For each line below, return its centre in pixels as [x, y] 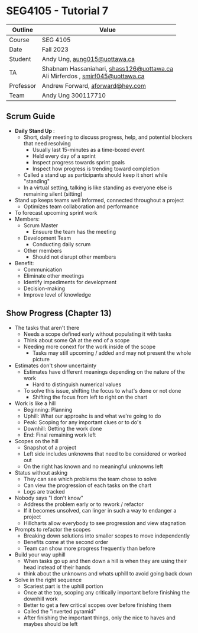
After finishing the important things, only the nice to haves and [99, 618]
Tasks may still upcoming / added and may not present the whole [112, 353]
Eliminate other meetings [54, 276]
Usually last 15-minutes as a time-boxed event [88, 149]
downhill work [40, 599]
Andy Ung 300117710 [74, 95]
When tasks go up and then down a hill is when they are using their [105, 561]
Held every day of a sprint [64, 156]
